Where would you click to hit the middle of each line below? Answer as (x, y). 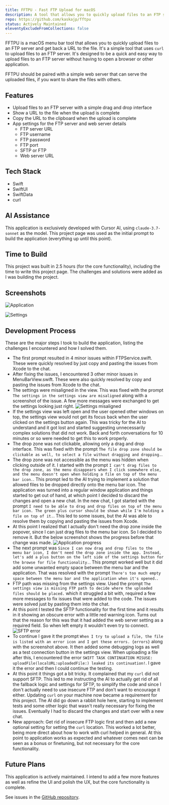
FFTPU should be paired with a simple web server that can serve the (76, 74)
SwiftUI (20, 189)
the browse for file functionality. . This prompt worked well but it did (87, 562)
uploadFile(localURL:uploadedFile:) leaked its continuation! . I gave (87, 663)
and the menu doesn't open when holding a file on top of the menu (84, 474)
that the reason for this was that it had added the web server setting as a (88, 620)
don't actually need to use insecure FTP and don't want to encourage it (86, 690)
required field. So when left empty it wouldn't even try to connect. (81, 625)
